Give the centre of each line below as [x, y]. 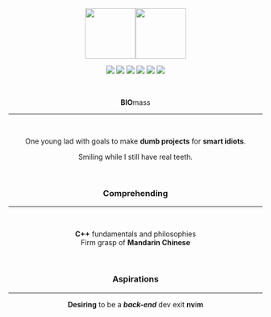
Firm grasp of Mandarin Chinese [135, 243]
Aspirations [135, 279]
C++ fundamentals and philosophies [135, 234]
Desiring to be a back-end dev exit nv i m [135, 304]
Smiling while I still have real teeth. [135, 157]
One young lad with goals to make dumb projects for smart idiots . [135, 141]
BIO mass [135, 102]
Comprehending [135, 193]
